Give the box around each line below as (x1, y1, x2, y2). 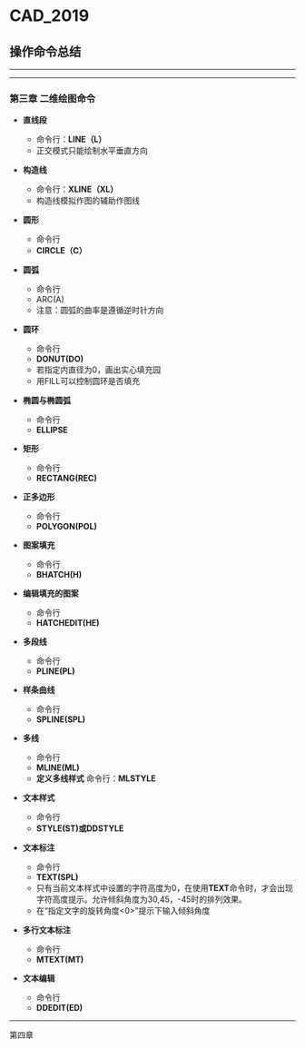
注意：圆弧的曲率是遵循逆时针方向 (35, 305, 164, 316)
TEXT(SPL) (35, 872, 79, 883)
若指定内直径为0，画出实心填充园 (35, 364, 162, 375)
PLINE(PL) (35, 666, 75, 677)
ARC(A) (35, 294, 65, 305)
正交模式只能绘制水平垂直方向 (35, 145, 148, 156)
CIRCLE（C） (35, 245, 88, 256)
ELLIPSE (35, 424, 68, 436)
